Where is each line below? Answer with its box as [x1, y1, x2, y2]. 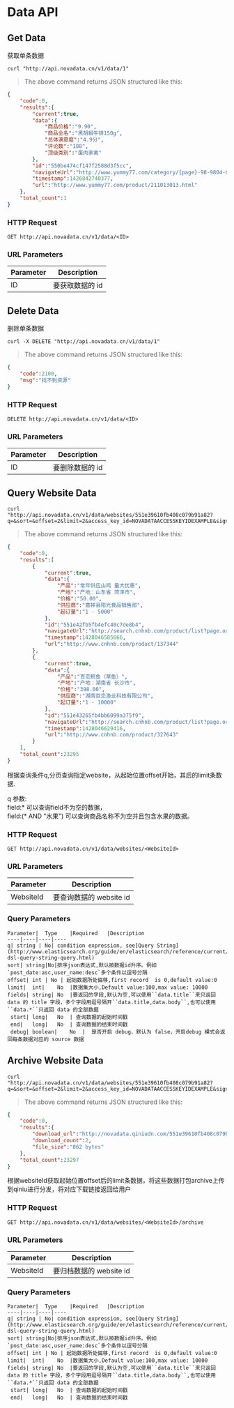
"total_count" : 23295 [19, 751, 79, 758]
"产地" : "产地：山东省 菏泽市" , [56, 589, 136, 596]
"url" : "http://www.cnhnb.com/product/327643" [44, 732, 179, 739]
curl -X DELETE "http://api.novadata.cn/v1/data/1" [7, 338, 160, 345]
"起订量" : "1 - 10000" [56, 699, 117, 706]
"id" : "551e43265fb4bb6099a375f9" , [44, 712, 145, 719]
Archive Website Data [7, 1054, 104, 1067]
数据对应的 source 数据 [22, 1036, 85, 1043]
